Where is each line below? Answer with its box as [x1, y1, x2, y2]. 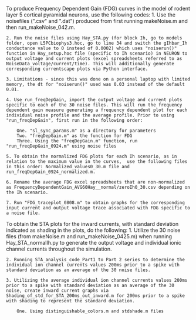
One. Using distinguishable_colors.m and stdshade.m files [16, 308, 164, 314]
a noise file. [6, 210, 41, 216]
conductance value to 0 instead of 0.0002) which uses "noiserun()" [6, 45, 177, 51]
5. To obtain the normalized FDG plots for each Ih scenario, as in [6, 154, 177, 159]
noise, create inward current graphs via [6, 288, 109, 294]
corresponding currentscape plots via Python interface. [6, 66, 148, 72]
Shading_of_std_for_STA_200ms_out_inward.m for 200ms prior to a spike [6, 293, 185, 299]
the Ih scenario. [6, 189, 49, 195]
